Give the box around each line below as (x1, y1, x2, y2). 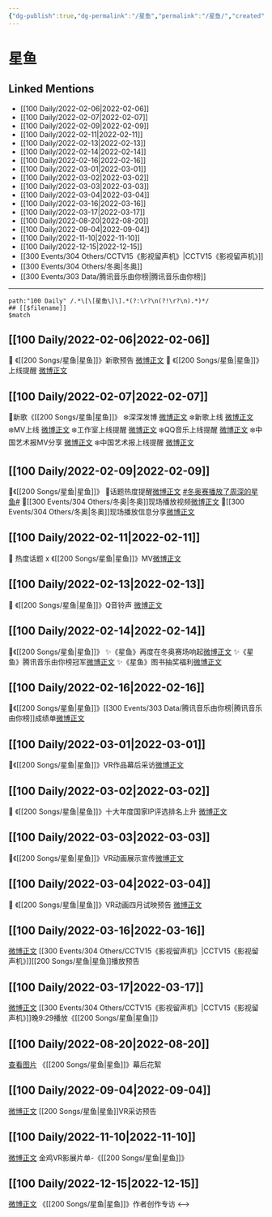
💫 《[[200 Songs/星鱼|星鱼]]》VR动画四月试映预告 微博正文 (8, 900, 202, 910)
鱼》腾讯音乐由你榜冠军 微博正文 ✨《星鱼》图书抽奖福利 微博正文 (8, 656, 223, 666)
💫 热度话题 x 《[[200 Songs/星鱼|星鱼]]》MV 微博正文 (8, 553, 182, 563)
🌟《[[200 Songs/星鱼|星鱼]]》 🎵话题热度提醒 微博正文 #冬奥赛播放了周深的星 (8, 487, 259, 497)
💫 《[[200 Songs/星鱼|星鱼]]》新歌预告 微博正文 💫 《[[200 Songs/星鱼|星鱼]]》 (8, 355, 263, 365)
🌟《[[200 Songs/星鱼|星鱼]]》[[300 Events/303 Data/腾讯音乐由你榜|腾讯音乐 (8, 703, 263, 713)
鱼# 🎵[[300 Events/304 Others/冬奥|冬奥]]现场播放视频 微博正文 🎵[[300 (8, 497, 245, 507)
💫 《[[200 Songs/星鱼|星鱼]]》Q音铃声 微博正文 (8, 600, 164, 609)
